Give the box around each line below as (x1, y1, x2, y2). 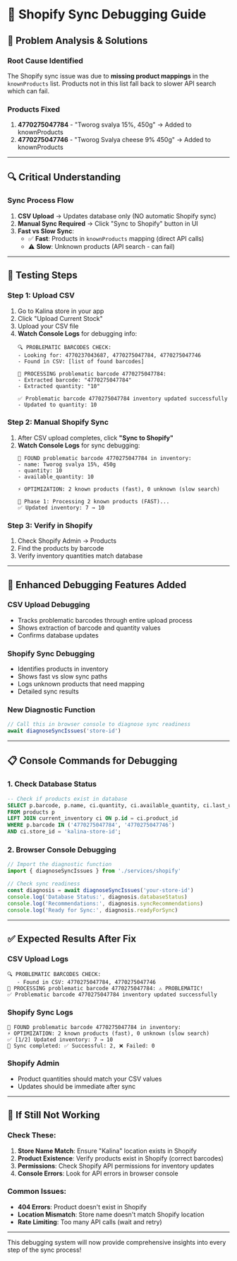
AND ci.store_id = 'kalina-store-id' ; (7, 828, 121, 835)
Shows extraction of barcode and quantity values (17, 623, 161, 632)
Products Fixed (7, 104, 61, 114)
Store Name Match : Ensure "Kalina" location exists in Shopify (17, 1146, 197, 1155)
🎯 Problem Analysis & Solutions (7, 35, 148, 47)
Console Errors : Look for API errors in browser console (17, 1169, 178, 1178)
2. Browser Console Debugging (7, 845, 116, 855)
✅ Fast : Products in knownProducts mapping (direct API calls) (28, 234, 205, 242)
